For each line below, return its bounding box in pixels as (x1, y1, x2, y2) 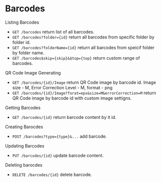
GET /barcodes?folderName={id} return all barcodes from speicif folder (12, 44, 155, 50)
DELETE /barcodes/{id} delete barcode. (12, 171, 92, 178)
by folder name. (12, 50, 44, 56)
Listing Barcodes (5, 19, 39, 25)
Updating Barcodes (5, 143, 44, 148)
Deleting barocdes (5, 162, 43, 168)
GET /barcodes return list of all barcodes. (12, 29, 95, 35)
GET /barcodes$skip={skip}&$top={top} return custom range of (12, 55, 140, 61)
